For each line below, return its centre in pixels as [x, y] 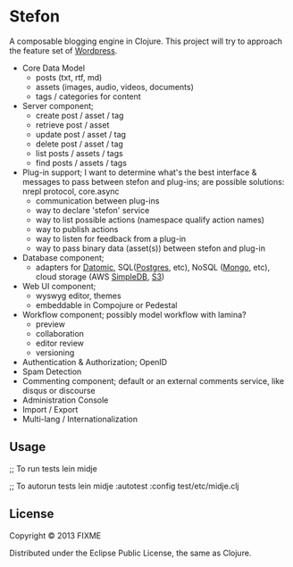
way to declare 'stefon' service [92, 210]
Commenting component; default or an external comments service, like [153, 380]
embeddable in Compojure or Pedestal [106, 304]
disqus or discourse [59, 390]
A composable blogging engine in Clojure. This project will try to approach [146, 41]
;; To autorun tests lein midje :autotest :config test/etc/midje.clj [124, 486]
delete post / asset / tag [79, 144]
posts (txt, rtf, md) [69, 77]
